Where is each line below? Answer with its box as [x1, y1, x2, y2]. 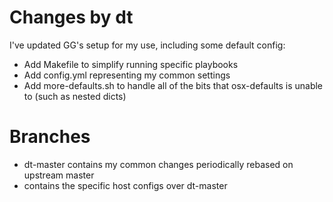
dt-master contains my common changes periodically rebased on [23, 158, 294, 170]
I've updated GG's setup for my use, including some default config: [9, 39, 286, 51]
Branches [9, 126, 91, 148]
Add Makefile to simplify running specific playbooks [23, 58, 239, 70]
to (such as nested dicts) [23, 90, 127, 102]
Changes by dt [9, 6, 134, 29]
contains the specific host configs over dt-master [23, 179, 228, 191]
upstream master [23, 169, 95, 181]
